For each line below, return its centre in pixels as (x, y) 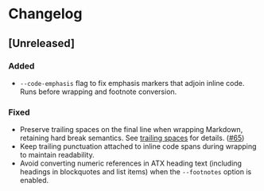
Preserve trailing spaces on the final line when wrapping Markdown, (131, 130)
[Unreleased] (42, 43)
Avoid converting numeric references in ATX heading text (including (131, 163)
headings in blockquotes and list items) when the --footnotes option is (136, 172)
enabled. (34, 181)
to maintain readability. (57, 155)
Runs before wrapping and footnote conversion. (98, 92)
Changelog (45, 14)
